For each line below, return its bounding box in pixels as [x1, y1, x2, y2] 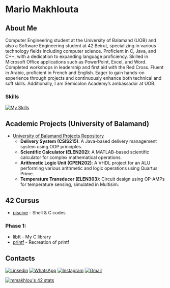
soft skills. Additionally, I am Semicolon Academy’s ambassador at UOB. [5, 80, 156, 86]
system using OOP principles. [20, 144, 82, 150]
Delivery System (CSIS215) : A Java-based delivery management [20, 138, 157, 144]
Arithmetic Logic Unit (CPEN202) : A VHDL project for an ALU [20, 160, 151, 166]
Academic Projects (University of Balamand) [5, 119, 149, 128]
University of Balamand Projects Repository [12, 133, 104, 139]
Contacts [5, 254, 36, 263]
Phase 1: [5, 222, 26, 229]
